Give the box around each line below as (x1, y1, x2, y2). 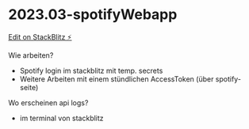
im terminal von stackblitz (19, 113, 105, 123)
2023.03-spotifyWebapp (8, 6, 178, 24)
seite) (19, 82, 39, 92)
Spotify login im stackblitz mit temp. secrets (19, 66, 163, 75)
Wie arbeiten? (8, 50, 54, 60)
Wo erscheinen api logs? (8, 97, 89, 108)
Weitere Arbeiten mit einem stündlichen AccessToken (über (19, 74, 214, 84)
